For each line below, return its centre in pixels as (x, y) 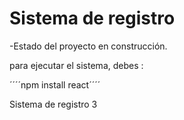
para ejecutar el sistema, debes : (76, 65)
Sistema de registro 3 (53, 104)
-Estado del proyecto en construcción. (88, 46)
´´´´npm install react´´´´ (55, 84)
